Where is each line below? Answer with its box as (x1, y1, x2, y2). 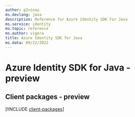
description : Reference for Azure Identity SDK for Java (5, 17, 128, 22)
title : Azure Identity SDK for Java (5, 36, 82, 41)
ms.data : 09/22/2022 (5, 40, 49, 45)
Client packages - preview (5, 93, 90, 101)
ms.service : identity (5, 21, 51, 27)
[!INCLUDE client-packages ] (5, 106, 64, 112)
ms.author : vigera (5, 31, 44, 36)
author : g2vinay (5, 7, 39, 13)
